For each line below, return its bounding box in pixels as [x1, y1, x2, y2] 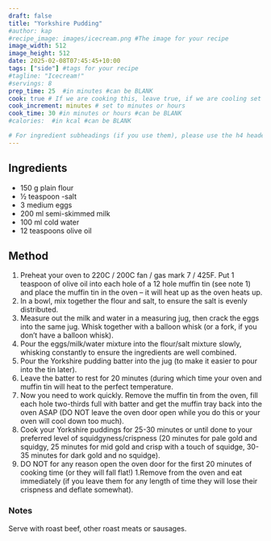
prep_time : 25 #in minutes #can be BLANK [8, 86, 153, 95]
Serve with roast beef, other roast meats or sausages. [8, 523, 187, 533]
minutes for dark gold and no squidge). [31, 451, 161, 460]
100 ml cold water [19, 217, 80, 227]
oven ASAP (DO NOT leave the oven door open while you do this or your [19, 408, 261, 417]
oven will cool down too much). [19, 417, 125, 426]
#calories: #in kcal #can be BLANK [8, 117, 131, 125]
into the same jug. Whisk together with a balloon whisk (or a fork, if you [19, 322, 257, 332]
